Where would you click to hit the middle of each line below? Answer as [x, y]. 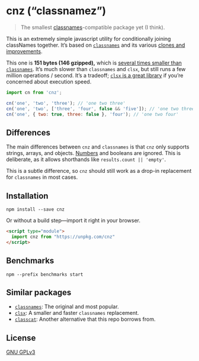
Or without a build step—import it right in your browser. [73, 221]
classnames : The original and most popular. [67, 307]
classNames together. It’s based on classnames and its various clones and [96, 45]
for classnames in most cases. [42, 177]
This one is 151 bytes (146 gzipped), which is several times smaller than [94, 63]
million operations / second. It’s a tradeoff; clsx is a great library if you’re [95, 75]
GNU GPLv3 [21, 352]
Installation [27, 196]
